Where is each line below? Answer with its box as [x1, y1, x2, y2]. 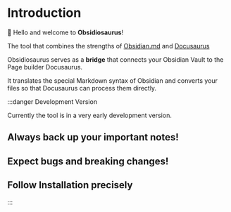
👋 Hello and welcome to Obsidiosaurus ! [7, 28, 124, 37]
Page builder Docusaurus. [7, 62, 83, 71]
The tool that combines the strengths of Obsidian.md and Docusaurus [7, 41, 210, 50]
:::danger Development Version [7, 97, 97, 106]
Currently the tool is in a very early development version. [7, 111, 173, 119]
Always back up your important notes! [7, 131, 180, 143]
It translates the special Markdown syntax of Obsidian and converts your [7, 76, 218, 85]
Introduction [7, 5, 82, 21]
